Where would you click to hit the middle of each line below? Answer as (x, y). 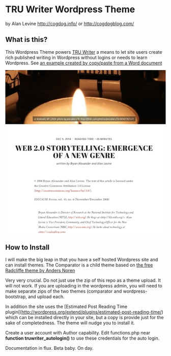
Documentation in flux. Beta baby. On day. (49, 348)
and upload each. (46, 297)
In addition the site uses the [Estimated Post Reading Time (66, 307)
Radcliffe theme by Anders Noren (40, 271)
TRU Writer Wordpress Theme (70, 9)
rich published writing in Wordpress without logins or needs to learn (76, 57)
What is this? (26, 40)
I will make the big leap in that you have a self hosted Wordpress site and (82, 260)
